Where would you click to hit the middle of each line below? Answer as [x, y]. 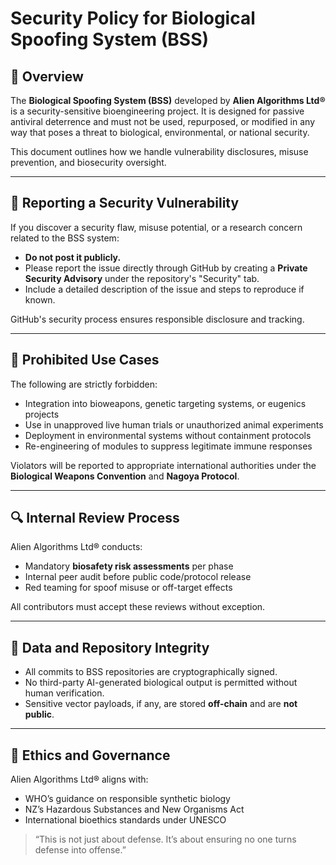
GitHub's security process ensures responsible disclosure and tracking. [157, 319]
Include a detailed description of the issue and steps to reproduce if [164, 289]
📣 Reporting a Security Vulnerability [125, 203]
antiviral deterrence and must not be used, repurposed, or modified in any [163, 121]
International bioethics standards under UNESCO [125, 820]
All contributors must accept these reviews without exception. [138, 607]
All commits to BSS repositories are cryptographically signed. [151, 672]
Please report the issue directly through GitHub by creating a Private [166, 268]
